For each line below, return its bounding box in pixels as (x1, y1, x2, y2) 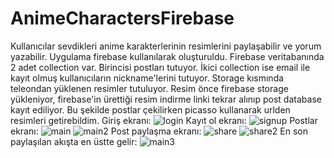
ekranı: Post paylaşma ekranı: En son (10, 125, 308, 137)
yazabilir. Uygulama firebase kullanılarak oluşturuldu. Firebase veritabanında (10, 50, 325, 62)
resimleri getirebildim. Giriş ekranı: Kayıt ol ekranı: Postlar (10, 114, 318, 126)
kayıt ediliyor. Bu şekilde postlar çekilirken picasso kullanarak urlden (10, 103, 291, 116)
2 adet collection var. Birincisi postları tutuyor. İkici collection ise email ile (10, 61, 311, 73)
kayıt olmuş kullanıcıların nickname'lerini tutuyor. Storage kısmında (10, 72, 285, 84)
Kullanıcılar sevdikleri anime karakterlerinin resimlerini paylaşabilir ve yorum (10, 40, 322, 52)
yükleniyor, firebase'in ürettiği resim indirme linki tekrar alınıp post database (10, 93, 322, 105)
